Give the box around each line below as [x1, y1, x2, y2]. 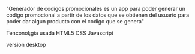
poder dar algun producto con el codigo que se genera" [6, 18, 145, 25]
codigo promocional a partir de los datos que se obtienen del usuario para [6, 11, 190, 19]
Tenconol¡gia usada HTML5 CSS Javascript [6, 29, 114, 37]
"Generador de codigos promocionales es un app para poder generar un [6, 5, 186, 12]
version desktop [6, 41, 46, 48]
